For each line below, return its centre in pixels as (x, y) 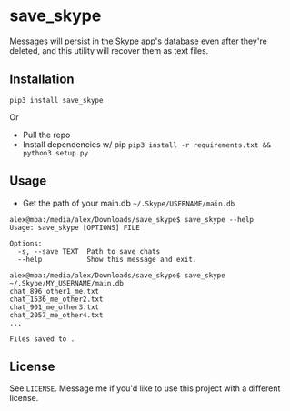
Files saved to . (42, 339)
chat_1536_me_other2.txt (56, 299)
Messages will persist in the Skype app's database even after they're (139, 41)
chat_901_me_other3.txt (55, 307)
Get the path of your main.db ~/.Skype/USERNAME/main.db (129, 203)
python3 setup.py (55, 153)
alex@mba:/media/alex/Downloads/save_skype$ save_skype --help (132, 219)
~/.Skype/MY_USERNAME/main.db (67, 283)
